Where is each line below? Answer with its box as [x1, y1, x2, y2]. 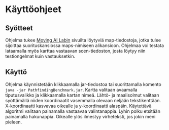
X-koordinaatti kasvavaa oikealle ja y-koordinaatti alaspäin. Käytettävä [5, 103, 152, 109]
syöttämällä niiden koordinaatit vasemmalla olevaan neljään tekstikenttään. [5, 97, 161, 103]
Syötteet [5, 24, 33, 32]
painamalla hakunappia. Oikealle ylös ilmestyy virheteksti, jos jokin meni [5, 113, 156, 119]
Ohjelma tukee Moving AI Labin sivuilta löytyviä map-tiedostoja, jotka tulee [5, 37, 161, 43]
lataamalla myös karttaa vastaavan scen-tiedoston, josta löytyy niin [5, 48, 146, 54]
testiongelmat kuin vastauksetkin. [5, 53, 76, 59]
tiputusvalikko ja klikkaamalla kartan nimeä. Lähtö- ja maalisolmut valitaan [5, 92, 159, 98]
